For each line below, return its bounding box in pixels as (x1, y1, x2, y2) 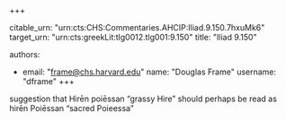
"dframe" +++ (22, 76, 75, 86)
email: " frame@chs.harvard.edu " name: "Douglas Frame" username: (22, 66, 277, 77)
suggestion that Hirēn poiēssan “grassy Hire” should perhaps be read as (9, 93, 277, 104)
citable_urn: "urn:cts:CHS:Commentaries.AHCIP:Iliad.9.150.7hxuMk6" (9, 22, 265, 32)
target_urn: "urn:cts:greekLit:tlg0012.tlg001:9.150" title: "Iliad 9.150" (9, 32, 258, 42)
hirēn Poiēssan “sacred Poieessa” (9, 103, 135, 113)
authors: (9, 49, 40, 59)
